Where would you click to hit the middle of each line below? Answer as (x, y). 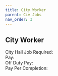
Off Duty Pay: (19, 63)
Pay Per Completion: (26, 68)
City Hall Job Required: (29, 52)
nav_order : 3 (19, 19)
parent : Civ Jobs (23, 15)
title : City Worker (26, 10)
